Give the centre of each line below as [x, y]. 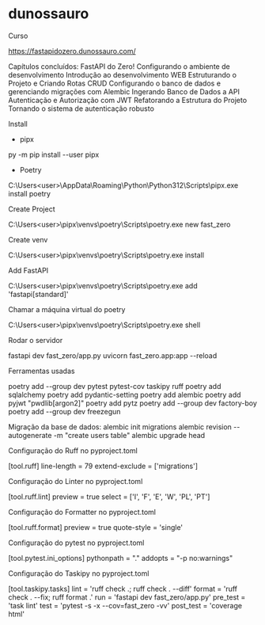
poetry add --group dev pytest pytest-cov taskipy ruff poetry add [115, 386]
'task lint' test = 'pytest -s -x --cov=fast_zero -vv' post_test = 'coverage [125, 605]
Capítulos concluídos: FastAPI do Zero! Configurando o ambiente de [119, 66]
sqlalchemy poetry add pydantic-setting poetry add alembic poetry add [125, 394]
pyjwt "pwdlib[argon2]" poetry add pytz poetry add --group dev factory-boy [132, 403]
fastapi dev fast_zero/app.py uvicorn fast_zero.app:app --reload [113, 355]
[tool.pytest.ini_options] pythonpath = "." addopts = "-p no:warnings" [121, 558]
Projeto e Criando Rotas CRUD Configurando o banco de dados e [115, 83]
